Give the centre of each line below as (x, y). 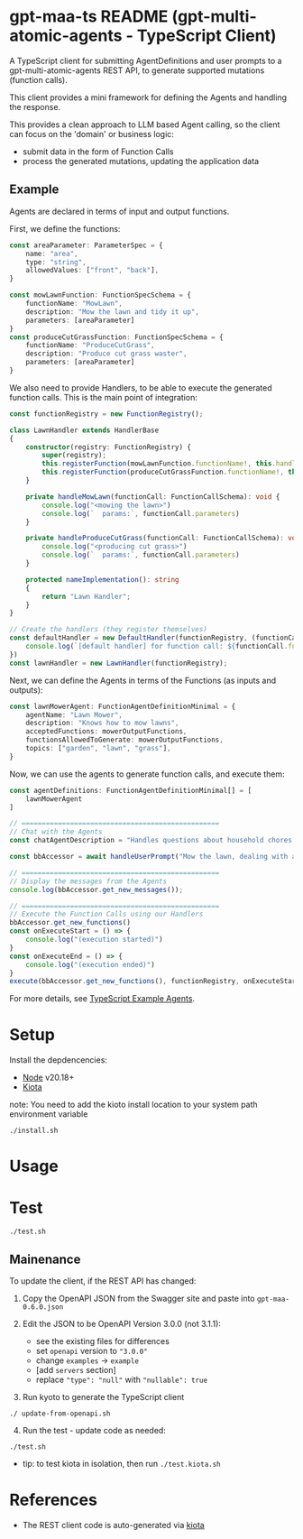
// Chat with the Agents (56, 832)
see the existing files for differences (102, 1341)
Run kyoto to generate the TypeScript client (103, 1397)
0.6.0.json (43, 1307)
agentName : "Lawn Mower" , (74, 714)
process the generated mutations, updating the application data (141, 161)
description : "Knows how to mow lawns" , (102, 723)
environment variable (49, 1114)
